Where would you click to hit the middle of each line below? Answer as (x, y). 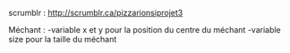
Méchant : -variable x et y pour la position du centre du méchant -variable (145, 30)
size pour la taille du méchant (63, 39)
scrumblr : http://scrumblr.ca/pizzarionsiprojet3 (96, 13)
